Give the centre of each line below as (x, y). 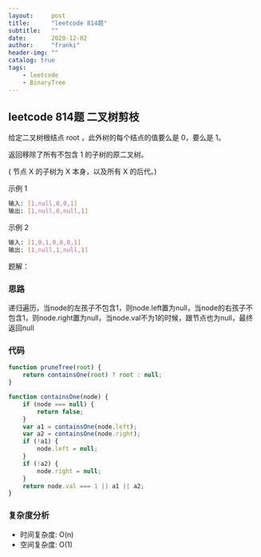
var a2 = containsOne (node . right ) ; (82, 434)
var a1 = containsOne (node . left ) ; (80, 427)
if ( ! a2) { (41, 464)
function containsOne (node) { (59, 397)
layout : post (37, 16)
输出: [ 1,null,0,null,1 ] (48, 211)
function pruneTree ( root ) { (55, 368)
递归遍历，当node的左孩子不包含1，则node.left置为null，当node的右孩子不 (131, 308)
